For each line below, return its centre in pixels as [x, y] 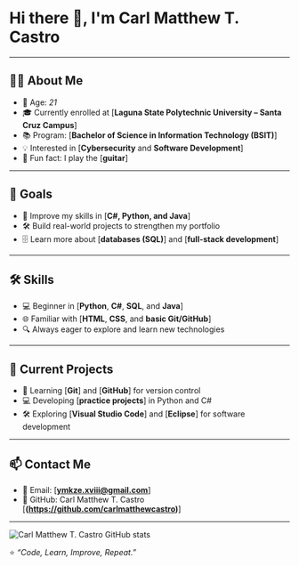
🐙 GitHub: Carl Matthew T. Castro [83, 499]
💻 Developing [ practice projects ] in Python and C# [117, 400]
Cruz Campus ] [49, 125]
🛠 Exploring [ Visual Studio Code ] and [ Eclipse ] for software [133, 414]
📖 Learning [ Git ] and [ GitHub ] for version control [111, 391]
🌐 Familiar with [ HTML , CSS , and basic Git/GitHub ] [117, 319]
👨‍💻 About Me [46, 81]
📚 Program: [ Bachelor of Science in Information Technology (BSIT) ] [149, 135]
